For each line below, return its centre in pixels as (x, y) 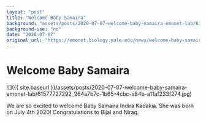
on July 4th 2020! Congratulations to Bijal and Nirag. (73, 112)
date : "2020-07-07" (31, 35)
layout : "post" (26, 12)
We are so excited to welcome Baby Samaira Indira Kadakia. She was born (100, 106)
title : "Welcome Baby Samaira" (46, 18)
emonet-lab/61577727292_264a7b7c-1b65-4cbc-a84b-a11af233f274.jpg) (99, 94)
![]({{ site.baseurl (28, 87)
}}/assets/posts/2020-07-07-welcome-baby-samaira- (119, 87)
